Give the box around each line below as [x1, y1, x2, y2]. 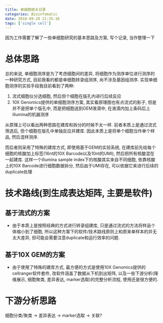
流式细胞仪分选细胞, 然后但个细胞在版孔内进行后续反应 [12, 93, 122, 99]
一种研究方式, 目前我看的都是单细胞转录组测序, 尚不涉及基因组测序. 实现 [5, 77, 149, 83]
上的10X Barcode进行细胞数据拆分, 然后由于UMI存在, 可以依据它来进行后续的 [5, 163, 159, 169]
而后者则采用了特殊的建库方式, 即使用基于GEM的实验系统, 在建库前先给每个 [5, 144, 156, 150]
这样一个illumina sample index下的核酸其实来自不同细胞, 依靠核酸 [24, 157, 156, 162]
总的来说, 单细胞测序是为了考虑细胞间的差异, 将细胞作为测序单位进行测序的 [5, 71, 155, 77]
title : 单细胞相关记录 [5, 7, 46, 12]
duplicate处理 [5, 169, 33, 175]
